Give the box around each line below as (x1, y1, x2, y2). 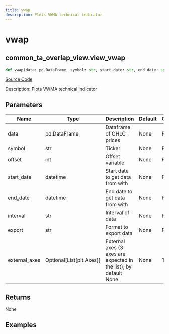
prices (105, 137, 121, 144)
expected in (105, 257, 133, 264)
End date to (105, 188, 133, 195)
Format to (105, 224, 128, 231)
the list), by (105, 263, 132, 270)
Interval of (105, 209, 130, 216)
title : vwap (5, 7, 30, 13)
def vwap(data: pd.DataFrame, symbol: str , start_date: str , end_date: (5, 67, 158, 72)
